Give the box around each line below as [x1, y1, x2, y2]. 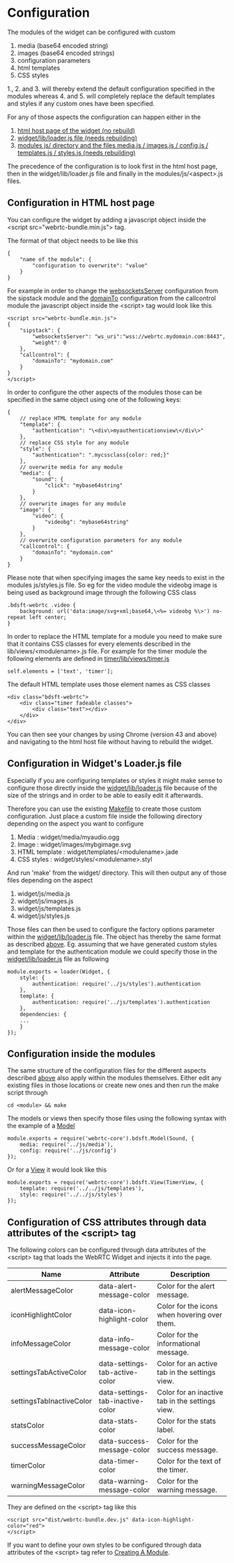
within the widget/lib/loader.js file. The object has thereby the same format [7, 932, 221, 941]
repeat [7, 614, 26, 621]
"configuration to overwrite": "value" [32, 262, 148, 269]
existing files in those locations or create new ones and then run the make [7, 1081, 219, 1089]
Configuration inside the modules [7, 1048, 156, 1059]
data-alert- [98, 1282, 137, 1291]
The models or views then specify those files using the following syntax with [7, 1114, 226, 1123]
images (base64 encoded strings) [17, 49, 115, 57]
